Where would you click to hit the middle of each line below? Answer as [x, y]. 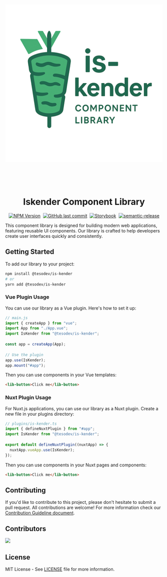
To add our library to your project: [40, 264]
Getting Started [30, 252]
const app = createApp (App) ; [35, 344]
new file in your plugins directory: [39, 414]
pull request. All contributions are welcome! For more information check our [83, 508]
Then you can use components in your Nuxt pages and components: [76, 465]
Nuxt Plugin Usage [28, 398]
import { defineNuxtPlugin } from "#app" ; [50, 429]
